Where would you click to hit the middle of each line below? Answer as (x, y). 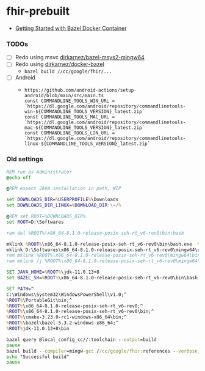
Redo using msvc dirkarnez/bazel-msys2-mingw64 (80, 57)
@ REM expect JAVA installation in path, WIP (64, 189)
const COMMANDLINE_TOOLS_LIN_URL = (69, 133)
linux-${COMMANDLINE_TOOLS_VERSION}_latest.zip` (87, 144)
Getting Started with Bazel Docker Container (71, 28)
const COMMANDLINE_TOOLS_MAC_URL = (69, 117)
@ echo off (19, 178)
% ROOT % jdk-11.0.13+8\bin (38, 329)
